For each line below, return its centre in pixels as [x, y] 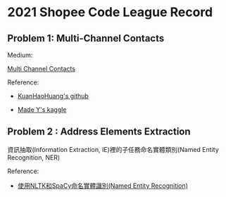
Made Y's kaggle [42, 109]
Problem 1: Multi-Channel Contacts [86, 38]
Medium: [20, 55]
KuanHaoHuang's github [53, 96]
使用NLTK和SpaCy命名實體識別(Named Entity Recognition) [103, 185]
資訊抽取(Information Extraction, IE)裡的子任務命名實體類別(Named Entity [113, 149]
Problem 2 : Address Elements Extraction [99, 132]
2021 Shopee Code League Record [110, 12]
